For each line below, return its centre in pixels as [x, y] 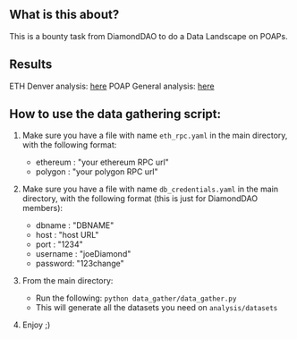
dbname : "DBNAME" [75, 225]
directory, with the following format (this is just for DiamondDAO [140, 199]
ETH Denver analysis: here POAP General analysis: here [112, 86]
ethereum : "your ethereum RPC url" [102, 162]
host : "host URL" [67, 235]
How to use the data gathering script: [115, 114]
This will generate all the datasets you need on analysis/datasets [157, 308]
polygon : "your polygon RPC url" [97, 172]
